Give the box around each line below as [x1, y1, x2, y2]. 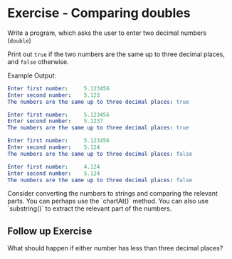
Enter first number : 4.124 [7, 163, 100, 170]
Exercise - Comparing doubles [7, 5, 191, 21]
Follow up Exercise [7, 225, 93, 237]
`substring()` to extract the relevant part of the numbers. [7, 204, 172, 213]
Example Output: [7, 71, 57, 80]
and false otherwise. [7, 57, 69, 65]
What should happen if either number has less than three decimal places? [7, 244, 223, 253]
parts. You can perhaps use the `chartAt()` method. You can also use [7, 197, 209, 206]
